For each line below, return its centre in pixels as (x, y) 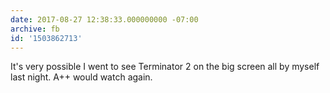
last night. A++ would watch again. (81, 77)
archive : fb (35, 29)
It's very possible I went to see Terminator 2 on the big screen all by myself (165, 67)
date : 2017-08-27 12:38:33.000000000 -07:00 (104, 19)
